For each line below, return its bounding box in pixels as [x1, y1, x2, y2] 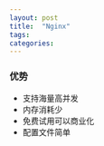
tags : [9, 30, 30, 39]
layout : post [9, 13, 59, 23]
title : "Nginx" [9, 22, 71, 31]
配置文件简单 [22, 126, 71, 137]
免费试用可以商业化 [22, 115, 95, 126]
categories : [9, 38, 54, 48]
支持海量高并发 [22, 92, 79, 103]
